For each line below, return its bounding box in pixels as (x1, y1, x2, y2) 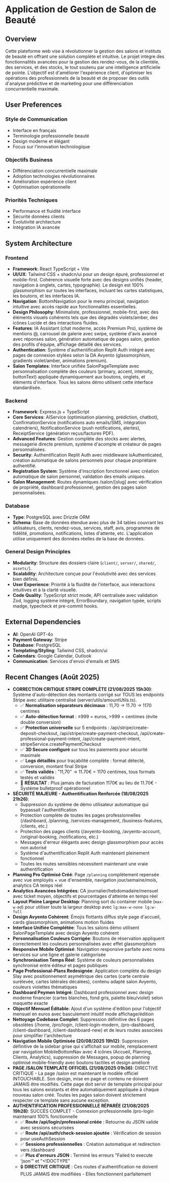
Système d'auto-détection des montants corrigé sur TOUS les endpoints (12, 692, 164, 698)
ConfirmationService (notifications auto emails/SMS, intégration (12, 420, 146, 426)
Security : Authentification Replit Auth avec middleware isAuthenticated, (12, 452, 163, 458)
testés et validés (20, 775, 55, 781)
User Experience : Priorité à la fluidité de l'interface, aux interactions (12, 581, 155, 587)
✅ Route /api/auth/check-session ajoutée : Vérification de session (20, 1130, 161, 1136)
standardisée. (12, 385, 42, 391)
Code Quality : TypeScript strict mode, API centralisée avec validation (12, 592, 158, 598)
